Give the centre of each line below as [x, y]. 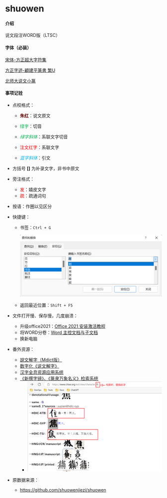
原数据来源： [25, 480]
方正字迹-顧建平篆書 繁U [30, 70]
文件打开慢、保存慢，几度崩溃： [45, 316]
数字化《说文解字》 [40, 366]
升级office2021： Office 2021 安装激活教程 [63, 326]
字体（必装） [18, 47]
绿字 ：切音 [31, 126]
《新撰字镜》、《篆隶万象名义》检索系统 [59, 378]
